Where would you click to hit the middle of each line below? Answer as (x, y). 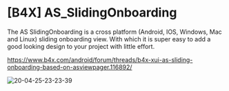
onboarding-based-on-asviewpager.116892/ (70, 67)
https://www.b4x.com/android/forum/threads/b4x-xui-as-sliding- (100, 59)
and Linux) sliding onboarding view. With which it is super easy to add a (109, 39)
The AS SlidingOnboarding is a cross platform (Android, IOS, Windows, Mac (114, 32)
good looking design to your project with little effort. (81, 46)
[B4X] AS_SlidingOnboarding (92, 13)
